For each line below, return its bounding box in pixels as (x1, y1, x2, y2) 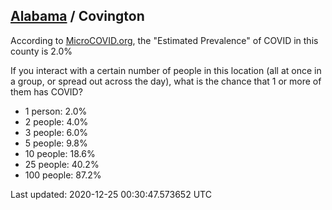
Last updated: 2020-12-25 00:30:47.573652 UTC (10, 188, 212, 200)
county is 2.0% (10, 45, 73, 57)
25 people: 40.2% (24, 158, 100, 170)
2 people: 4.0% (24, 115, 89, 128)
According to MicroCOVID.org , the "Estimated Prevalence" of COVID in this (10, 34, 319, 46)
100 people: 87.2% (24, 169, 102, 181)
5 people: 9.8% (24, 137, 88, 149)
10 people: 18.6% (24, 147, 96, 159)
